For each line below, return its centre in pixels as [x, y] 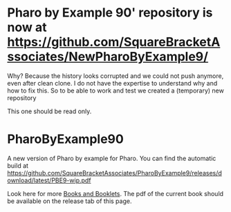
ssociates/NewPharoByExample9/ [108, 57]
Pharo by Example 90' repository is [110, 13]
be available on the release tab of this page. [70, 201]
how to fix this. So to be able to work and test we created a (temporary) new [116, 90]
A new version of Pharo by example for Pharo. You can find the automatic [112, 158]
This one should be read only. [49, 111]
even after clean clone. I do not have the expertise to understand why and [112, 83]
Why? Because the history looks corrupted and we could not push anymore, [115, 76]
